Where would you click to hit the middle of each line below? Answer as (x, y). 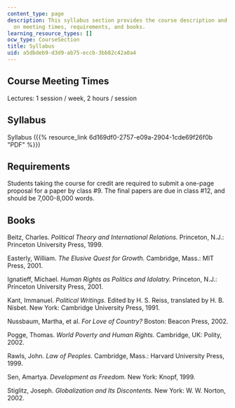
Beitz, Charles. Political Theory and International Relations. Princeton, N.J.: (116, 237)
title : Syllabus (31, 46)
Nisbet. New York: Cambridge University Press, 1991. (83, 308)
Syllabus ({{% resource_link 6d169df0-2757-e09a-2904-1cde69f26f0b (110, 137)
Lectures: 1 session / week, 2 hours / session (72, 98)
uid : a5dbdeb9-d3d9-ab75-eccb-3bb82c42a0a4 (72, 53)
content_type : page (36, 14)
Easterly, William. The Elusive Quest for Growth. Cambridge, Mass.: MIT (110, 258)
